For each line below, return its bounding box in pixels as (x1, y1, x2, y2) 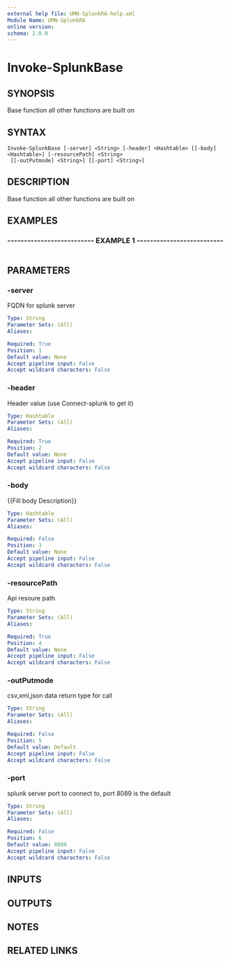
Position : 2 (7, 445, 42, 451)
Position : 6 (7, 834, 42, 842)
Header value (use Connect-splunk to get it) (7, 399, 134, 407)
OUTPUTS (7, 897, 52, 909)
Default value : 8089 (7, 841, 68, 848)
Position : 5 (7, 737, 42, 744)
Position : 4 (7, 640, 42, 646)
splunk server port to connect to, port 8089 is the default (7, 789, 171, 797)
